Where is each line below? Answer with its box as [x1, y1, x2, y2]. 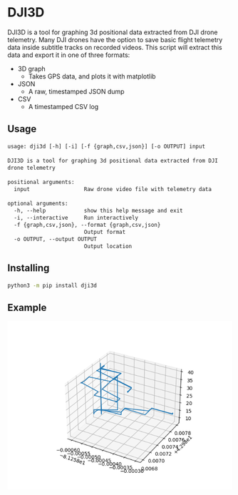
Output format [83, 228, 126, 235]
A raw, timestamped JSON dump [28, 87, 125, 96]
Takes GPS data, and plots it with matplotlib [28, 72, 156, 81]
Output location [83, 243, 133, 250]
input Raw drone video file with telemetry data [14, 185, 212, 193]
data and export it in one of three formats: [7, 51, 130, 59]
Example [7, 301, 47, 314]
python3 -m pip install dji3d [7, 282, 98, 289]
